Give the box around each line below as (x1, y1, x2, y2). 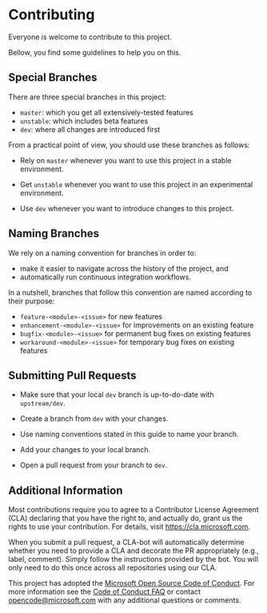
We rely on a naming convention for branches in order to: (8, 248, 197, 258)
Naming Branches (8, 226, 100, 241)
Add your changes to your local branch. (19, 445, 151, 455)
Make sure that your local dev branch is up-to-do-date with (19, 390, 214, 399)
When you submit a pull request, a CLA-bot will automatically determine (8, 538, 245, 547)
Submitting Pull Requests (8, 368, 137, 382)
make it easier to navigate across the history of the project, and (19, 263, 229, 273)
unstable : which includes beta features (19, 116, 149, 126)
